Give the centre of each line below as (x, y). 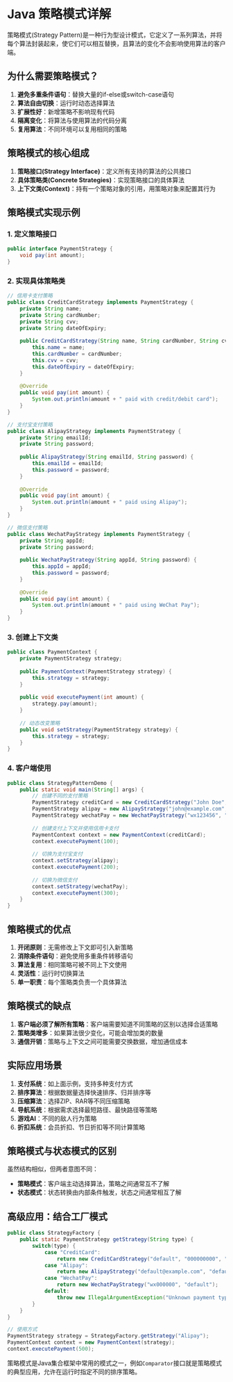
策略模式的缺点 (39, 1006)
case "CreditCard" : (72, 1252)
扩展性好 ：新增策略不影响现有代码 (66, 111)
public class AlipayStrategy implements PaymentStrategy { (94, 431)
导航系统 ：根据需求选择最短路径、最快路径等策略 (87, 1109)
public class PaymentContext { (52, 652)
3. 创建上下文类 (33, 637)
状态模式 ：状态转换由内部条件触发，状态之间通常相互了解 (99, 1192)
